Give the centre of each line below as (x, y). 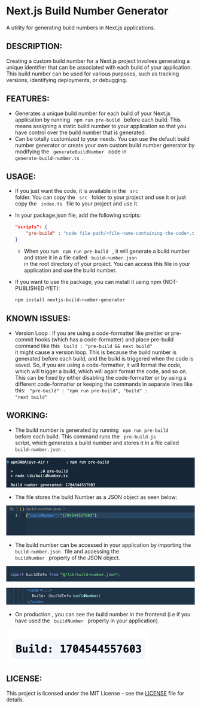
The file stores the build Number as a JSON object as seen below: (96, 497)
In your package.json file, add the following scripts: (78, 215)
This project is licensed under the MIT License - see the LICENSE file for (95, 693)
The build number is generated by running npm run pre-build (92, 430)
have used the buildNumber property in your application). (87, 621)
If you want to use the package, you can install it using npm (88, 282)
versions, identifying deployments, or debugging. (67, 80)
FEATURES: (28, 99)
